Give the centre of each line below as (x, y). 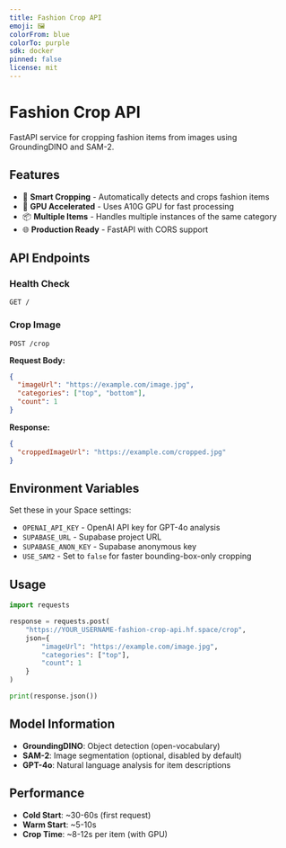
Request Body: (37, 360)
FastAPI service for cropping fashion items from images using (123, 137)
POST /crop (30, 344)
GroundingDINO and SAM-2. (62, 147)
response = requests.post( (60, 621)
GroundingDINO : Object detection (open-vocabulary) (121, 745)
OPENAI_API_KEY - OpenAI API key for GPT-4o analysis (121, 528)
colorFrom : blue (39, 34)
